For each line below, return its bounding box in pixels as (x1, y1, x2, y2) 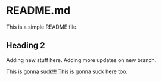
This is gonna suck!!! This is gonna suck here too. (6, 68, 128, 75)
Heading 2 (6, 40, 46, 51)
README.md (6, 4, 71, 17)
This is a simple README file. (6, 23, 79, 30)
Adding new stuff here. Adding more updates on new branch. (6, 56, 157, 63)
